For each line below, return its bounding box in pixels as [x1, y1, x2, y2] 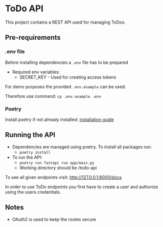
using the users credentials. [5, 189, 61, 195]
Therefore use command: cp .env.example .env [5, 93, 101, 99]
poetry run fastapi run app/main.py [19, 160, 94, 165]
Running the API [5, 131, 55, 139]
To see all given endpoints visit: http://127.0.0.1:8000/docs [5, 174, 122, 180]
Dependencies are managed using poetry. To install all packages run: [12, 143, 152, 150]
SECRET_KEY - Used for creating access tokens [19, 74, 116, 80]
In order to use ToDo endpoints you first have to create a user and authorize [5, 184, 158, 190]
